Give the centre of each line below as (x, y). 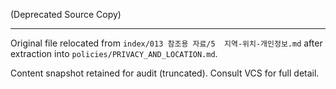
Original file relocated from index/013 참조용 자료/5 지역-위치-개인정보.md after (166, 43)
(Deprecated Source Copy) (66, 14)
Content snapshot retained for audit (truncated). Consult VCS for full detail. (165, 73)
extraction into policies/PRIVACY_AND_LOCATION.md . (114, 53)
